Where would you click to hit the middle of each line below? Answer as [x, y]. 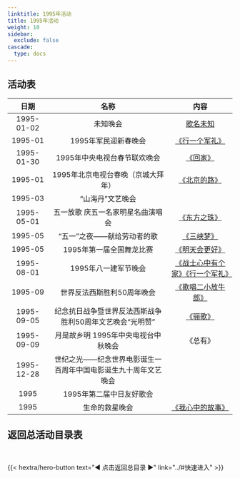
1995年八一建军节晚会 [108, 268]
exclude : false [36, 41]
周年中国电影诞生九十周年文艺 [112, 370]
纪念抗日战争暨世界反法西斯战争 [108, 311]
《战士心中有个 [200, 263]
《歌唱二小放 [196, 287]
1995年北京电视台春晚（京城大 [105, 174]
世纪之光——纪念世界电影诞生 [105, 359]
